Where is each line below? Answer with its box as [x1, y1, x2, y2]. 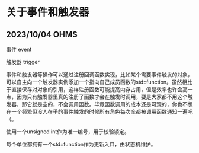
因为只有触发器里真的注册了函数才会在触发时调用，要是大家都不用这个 [16, 93, 188, 100]
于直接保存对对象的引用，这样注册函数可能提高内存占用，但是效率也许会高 [6, 86, 188, 93]
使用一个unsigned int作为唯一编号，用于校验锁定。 [6, 128, 130, 135]
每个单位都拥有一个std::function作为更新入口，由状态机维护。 [6, 141, 156, 148]
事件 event [6, 46, 32, 53]
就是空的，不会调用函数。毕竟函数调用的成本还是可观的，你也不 [31, 101, 188, 107]
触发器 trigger [6, 59, 40, 65]
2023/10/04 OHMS [6, 29, 78, 39]
